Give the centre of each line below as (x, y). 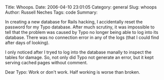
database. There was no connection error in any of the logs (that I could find (82, 37)
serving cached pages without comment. (47, 63)
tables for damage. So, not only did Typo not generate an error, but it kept (80, 57)
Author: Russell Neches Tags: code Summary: (51, 12)
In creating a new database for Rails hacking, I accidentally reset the (74, 22)
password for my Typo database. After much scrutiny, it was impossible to (80, 27)
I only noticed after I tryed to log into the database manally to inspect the (78, 52)
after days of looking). (27, 43)
